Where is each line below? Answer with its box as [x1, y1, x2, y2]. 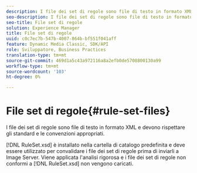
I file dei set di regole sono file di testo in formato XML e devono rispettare [6, 124, 186, 131]
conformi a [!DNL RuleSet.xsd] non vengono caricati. [6, 160, 134, 167]
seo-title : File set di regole [6, 19, 83, 25]
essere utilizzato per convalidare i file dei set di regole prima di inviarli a [6, 148, 179, 155]
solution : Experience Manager [6, 25, 80, 31]
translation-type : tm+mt [6, 52, 67, 58]
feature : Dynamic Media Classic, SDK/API [6, 42, 109, 48]
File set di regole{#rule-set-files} [6, 104, 171, 118]
